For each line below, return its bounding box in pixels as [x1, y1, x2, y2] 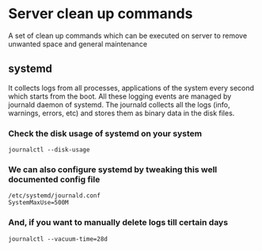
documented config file [8, 174, 101, 185]
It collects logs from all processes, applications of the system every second [8, 83, 255, 92]
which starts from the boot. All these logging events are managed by [8, 92, 232, 101]
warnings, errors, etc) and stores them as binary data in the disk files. [8, 108, 235, 118]
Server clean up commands [8, 5, 193, 23]
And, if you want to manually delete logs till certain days [8, 217, 228, 228]
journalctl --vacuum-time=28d [8, 234, 108, 243]
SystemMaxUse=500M [8, 199, 69, 207]
